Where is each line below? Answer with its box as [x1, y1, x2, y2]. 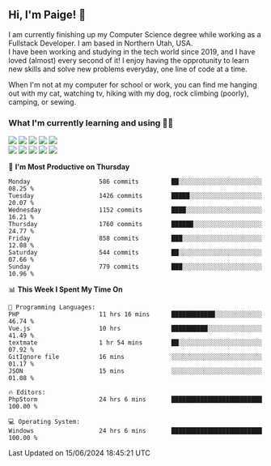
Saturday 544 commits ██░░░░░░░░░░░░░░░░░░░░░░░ [8, 249, 263, 257]
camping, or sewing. [8, 96, 77, 106]
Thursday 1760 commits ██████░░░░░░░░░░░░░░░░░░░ [8, 220, 263, 229]
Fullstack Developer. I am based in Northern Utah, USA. [8, 38, 193, 48]
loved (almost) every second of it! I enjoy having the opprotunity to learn [8, 55, 249, 65]
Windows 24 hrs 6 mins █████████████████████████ [8, 427, 263, 435]
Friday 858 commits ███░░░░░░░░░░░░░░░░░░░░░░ [8, 234, 263, 243]
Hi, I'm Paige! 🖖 [8, 8, 87, 22]
